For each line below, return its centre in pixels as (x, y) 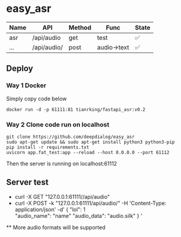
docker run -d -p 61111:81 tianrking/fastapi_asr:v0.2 (76, 109)
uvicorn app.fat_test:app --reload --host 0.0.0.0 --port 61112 (88, 152)
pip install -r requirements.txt (48, 147)
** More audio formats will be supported (56, 227)
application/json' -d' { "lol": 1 (50, 209)
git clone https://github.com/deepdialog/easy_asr (70, 137)
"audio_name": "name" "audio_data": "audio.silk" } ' (79, 216)
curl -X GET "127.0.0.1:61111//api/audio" (62, 196)
